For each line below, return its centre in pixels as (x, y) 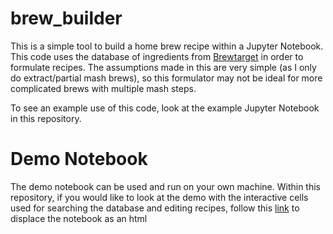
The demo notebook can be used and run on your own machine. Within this (165, 186)
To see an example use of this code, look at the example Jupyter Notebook (165, 108)
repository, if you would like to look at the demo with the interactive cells (159, 197)
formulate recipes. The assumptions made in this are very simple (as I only (163, 67)
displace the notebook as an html (79, 218)
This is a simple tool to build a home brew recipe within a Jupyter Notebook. (167, 46)
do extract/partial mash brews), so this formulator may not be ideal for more (166, 78)
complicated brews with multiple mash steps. (103, 88)
